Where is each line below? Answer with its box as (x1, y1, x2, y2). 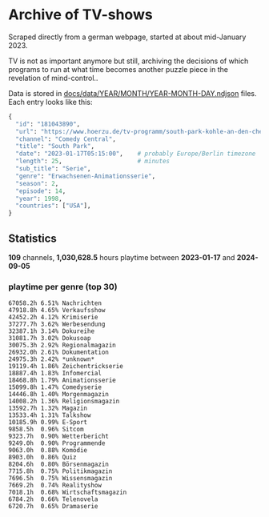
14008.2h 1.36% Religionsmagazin (8, 398, 120, 406)
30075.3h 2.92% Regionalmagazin (8, 342, 116, 350)
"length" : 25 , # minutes (15, 158, 171, 166)
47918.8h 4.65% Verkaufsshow (8, 307, 106, 315)
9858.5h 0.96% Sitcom (8, 426, 84, 434)
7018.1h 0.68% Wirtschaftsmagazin (8, 488, 127, 497)
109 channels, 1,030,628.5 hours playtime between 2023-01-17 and (8, 253, 235, 262)
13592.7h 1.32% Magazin (8, 404, 88, 413)
